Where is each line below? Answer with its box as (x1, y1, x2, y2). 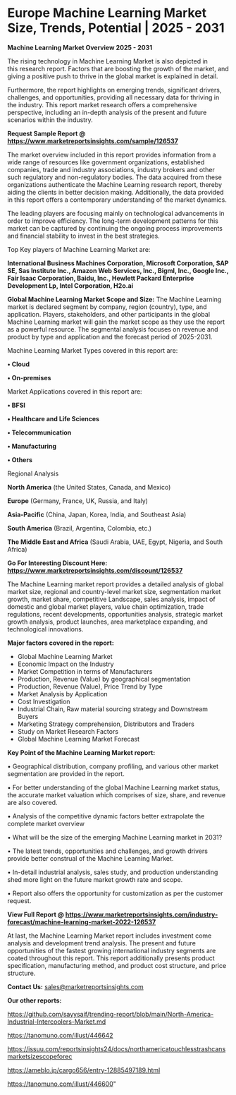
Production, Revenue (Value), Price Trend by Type (17, 682, 163, 691)
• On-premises (7, 373, 51, 382)
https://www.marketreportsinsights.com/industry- (65, 910, 218, 919)
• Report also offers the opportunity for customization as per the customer (7, 889, 223, 897)
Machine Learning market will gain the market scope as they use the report (7, 317, 225, 326)
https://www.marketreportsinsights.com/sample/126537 (7, 136, 178, 145)
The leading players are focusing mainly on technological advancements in (7, 209, 225, 217)
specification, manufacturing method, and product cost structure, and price (7, 961, 227, 969)
